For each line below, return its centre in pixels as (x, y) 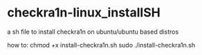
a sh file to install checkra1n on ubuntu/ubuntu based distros (93, 32)
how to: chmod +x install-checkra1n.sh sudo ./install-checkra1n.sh (101, 45)
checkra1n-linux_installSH (84, 13)
